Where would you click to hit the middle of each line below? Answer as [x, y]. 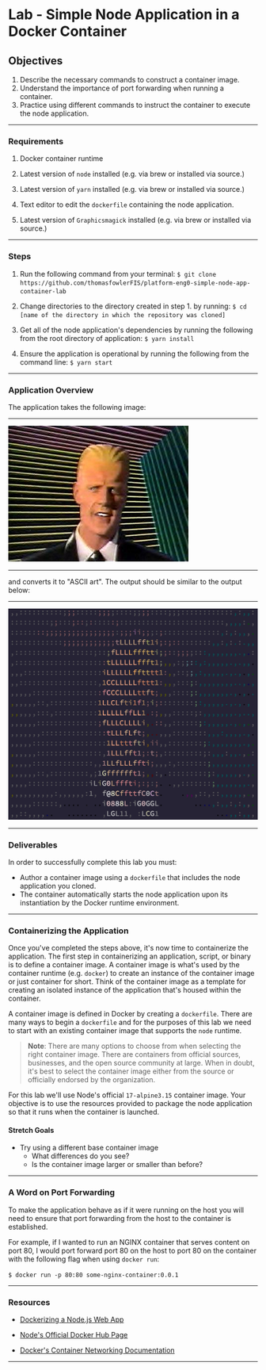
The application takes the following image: [77, 407]
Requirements [36, 141]
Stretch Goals [31, 1130]
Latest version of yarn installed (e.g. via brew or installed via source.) [132, 189]
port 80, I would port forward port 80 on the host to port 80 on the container [133, 1250]
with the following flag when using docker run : [84, 1259]
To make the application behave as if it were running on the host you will [126, 1210]
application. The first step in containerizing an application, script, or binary [130, 956]
